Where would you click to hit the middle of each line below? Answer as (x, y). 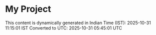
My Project (28, 9)
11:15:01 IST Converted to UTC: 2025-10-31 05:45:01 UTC (64, 28)
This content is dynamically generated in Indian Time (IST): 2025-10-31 (78, 23)
